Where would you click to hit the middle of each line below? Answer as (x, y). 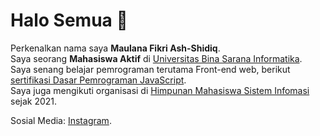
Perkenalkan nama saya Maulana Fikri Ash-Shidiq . (115, 48)
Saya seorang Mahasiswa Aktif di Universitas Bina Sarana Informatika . (156, 58)
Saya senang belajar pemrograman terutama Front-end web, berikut (150, 69)
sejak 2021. (34, 101)
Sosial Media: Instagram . (61, 120)
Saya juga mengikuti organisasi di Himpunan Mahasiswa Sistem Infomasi (160, 90)
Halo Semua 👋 (69, 20)
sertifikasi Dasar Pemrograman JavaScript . (98, 80)
